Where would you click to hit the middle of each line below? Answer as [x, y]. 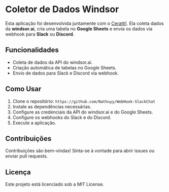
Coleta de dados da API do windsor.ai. [53, 62]
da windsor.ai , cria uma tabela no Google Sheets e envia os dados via [79, 28]
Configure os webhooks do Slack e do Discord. [62, 117]
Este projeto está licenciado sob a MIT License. [55, 184]
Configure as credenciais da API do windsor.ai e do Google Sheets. [83, 112]
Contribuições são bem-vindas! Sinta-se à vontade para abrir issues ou [80, 151]
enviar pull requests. [27, 156]
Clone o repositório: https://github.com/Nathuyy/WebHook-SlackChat [84, 101]
